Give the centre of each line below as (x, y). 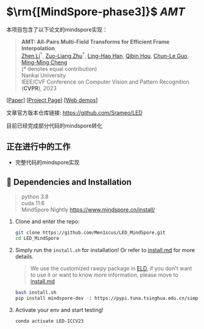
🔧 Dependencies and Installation (69, 182)
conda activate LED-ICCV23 (49, 321)
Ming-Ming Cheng (44, 62)
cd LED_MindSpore (37, 239)
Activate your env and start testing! (59, 309)
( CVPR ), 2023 (39, 88)
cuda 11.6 (33, 203)
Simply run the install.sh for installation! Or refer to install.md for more (105, 250)
